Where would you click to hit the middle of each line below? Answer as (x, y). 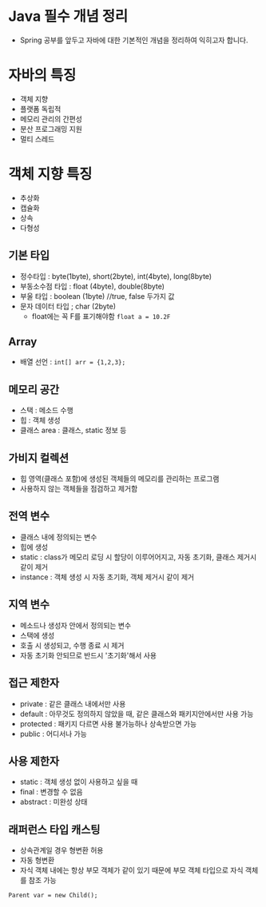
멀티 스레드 (37, 139)
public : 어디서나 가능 (54, 734)
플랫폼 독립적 (40, 109)
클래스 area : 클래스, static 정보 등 (73, 430)
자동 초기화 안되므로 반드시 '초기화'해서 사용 (88, 655)
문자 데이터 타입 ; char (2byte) (68, 306)
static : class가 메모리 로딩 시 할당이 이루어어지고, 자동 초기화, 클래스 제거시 (138, 557)
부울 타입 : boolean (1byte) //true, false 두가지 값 (97, 296)
